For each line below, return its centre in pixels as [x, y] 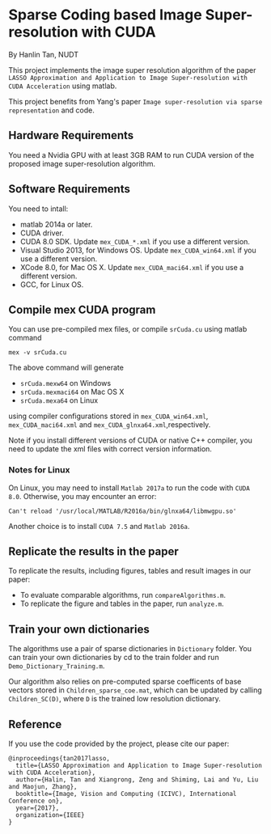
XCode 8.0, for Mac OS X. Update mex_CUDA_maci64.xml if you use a [132, 267]
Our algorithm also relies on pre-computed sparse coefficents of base [125, 682]
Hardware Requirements [71, 135]
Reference [35, 724]
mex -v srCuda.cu [38, 353]
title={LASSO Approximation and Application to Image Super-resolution [139, 766]
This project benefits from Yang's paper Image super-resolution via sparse [135, 101]
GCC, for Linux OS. [52, 284]
